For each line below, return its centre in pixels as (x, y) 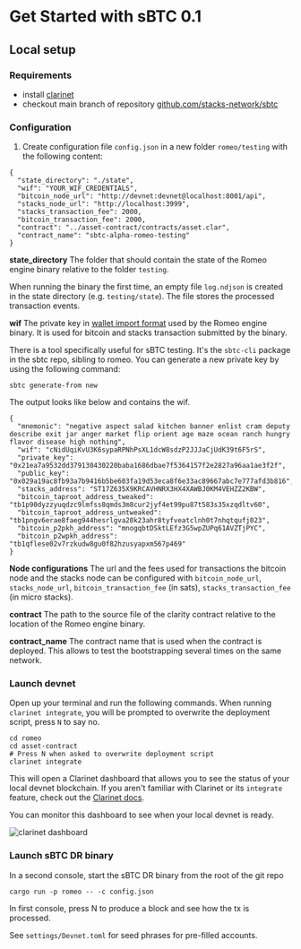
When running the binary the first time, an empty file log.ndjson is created (146, 287)
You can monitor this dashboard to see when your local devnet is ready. (142, 815)
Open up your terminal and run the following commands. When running (140, 703)
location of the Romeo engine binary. (77, 624)
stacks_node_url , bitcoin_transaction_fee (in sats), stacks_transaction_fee (150, 588)
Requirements (41, 75)
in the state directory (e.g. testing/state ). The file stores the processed (142, 297)
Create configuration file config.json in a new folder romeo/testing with (155, 147)
